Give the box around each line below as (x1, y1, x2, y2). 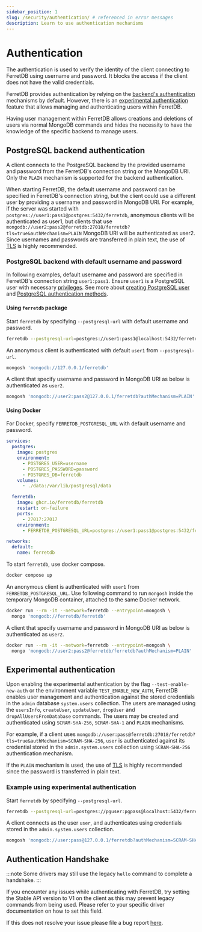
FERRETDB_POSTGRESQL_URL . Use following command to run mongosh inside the (6, 589, 194, 597)
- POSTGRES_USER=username (22, 460, 87, 466)
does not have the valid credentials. (6, 79, 95, 86)
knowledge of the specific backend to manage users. (6, 128, 138, 135)
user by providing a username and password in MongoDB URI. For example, (6, 198, 194, 206)
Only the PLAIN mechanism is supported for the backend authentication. (6, 174, 184, 182)
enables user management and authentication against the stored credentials (6, 693, 195, 700)
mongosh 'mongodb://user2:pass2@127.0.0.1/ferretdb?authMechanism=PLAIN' (6, 393, 195, 400)
